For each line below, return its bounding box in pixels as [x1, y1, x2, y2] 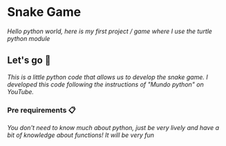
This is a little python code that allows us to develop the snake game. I [7, 73, 209, 81]
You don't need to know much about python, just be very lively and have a [7, 124, 220, 132]
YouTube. [7, 87, 35, 95]
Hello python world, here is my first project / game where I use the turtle [7, 27, 213, 35]
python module [7, 34, 50, 42]
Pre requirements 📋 [7, 105, 76, 115]
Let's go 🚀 [7, 55, 51, 66]
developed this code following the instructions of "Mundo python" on [7, 80, 204, 89]
